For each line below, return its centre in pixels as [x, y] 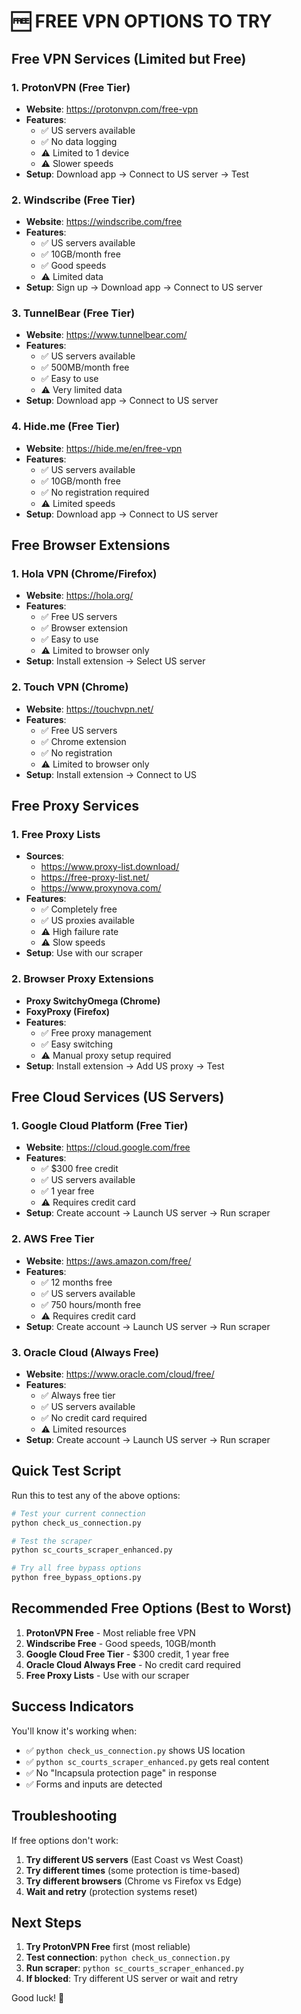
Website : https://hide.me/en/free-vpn [104, 448]
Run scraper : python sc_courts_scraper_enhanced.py [135, 1968]
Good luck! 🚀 [38, 1998]
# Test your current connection [78, 1513]
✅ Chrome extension [83, 741]
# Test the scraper [52, 1541]
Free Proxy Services [75, 806]
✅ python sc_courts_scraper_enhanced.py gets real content [147, 1761]
